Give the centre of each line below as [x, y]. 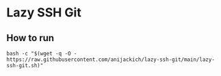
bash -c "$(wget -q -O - [42, 53]
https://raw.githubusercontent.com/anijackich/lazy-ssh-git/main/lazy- [110, 60]
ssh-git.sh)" [25, 66]
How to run [30, 38]
